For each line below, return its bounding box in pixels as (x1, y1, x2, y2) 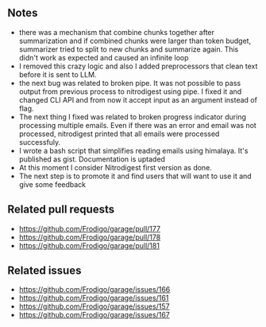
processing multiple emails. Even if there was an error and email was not (18, 120, 257, 130)
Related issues (7, 264, 82, 278)
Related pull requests (7, 203, 115, 216)
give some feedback (18, 179, 87, 189)
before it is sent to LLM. (18, 69, 97, 79)
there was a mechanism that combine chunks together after (18, 27, 215, 37)
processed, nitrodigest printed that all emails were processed (18, 129, 220, 138)
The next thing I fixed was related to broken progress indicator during (18, 111, 247, 122)
